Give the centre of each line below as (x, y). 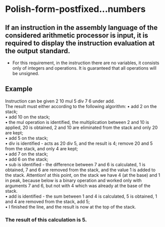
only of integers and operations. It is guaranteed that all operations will (84, 68)
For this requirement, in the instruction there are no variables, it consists (86, 63)
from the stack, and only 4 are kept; (42, 148)
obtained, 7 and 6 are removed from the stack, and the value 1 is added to (81, 170)
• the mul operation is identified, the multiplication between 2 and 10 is (77, 122)
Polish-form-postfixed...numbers (76, 9)
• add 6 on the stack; (27, 159)
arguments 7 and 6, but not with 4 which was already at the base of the (78, 186)
